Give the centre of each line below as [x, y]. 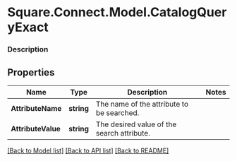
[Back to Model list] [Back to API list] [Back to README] [88, 150]
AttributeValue [36, 129]
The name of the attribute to [142, 104]
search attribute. [123, 133]
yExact [28, 27]
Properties [31, 72]
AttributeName [36, 108]
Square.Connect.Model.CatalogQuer [117, 12]
